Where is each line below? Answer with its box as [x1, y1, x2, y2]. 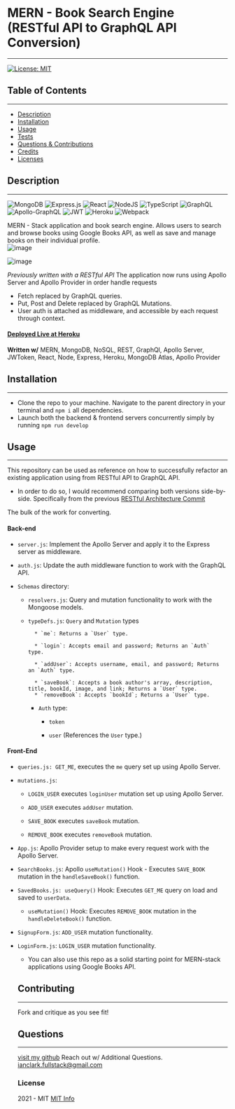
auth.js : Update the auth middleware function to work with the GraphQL [17, 560, 226, 569]
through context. [17, 314, 66, 322]
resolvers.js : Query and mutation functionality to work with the [27, 595, 212, 604]
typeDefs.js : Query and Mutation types [27, 617, 139, 625]
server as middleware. [17, 547, 82, 556]
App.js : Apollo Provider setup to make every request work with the [17, 843, 210, 852]
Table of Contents [7, 85, 87, 97]
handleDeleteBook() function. [27, 914, 112, 923]
